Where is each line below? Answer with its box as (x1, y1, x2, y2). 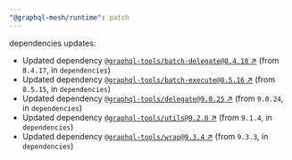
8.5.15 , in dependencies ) (21, 83, 112, 94)
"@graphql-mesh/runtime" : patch (9, 13, 129, 22)
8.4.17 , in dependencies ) (21, 64, 112, 75)
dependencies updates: (9, 38, 96, 48)
